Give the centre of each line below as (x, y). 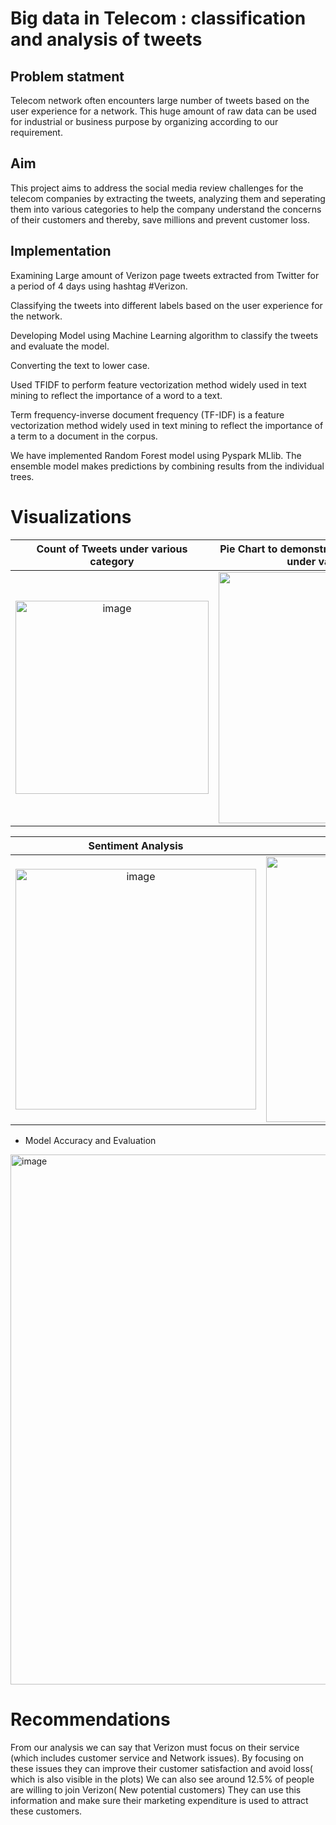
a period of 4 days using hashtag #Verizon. (99, 286)
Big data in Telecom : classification (158, 18)
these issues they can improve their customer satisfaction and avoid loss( (161, 1768)
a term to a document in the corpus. (84, 436)
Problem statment (67, 76)
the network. (36, 316)
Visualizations (71, 516)
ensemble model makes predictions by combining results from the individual (167, 466)
